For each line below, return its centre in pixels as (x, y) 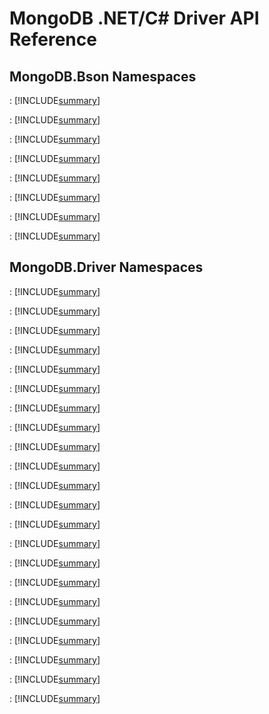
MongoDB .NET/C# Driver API (134, 18)
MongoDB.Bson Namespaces (103, 76)
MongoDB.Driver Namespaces (106, 267)
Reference (53, 39)
